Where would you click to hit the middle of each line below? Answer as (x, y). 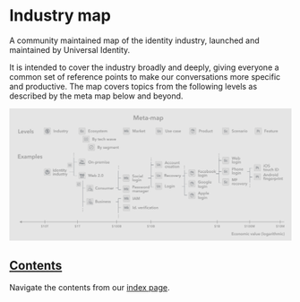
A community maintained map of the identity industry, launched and (134, 40)
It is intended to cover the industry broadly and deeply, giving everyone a (144, 67)
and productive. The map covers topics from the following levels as (133, 86)
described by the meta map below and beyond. (96, 96)
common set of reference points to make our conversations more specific (145, 76)
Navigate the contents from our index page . (90, 287)
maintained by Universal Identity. (70, 49)
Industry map (60, 16)
